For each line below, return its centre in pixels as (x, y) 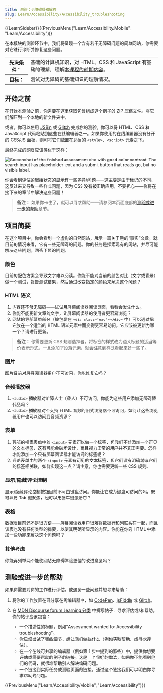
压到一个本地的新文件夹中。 (41, 117)
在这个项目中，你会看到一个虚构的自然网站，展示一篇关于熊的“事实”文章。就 (81, 238)
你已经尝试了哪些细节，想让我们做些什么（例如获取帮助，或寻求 (83, 639)
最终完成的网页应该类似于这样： (37, 150)
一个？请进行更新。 (31, 331)
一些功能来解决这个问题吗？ (37, 535)
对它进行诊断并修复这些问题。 (35, 49)
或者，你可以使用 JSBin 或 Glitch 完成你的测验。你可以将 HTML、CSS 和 (77, 127)
